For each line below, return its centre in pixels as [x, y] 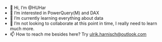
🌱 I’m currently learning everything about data [57, 18]
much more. [22, 29]
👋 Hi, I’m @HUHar [28, 8]
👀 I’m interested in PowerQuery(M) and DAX [55, 13]
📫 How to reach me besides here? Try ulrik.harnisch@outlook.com [78, 34]
